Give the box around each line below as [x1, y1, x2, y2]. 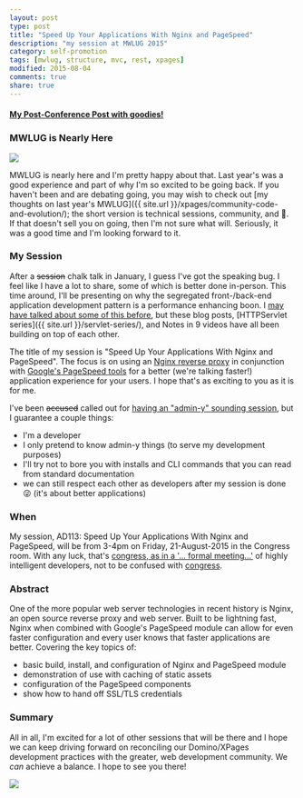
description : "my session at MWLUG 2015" [9, 38, 169, 48]
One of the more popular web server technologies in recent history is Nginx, [9, 603, 294, 614]
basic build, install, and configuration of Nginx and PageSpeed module [22, 660, 287, 671]
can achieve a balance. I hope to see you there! [9, 761, 187, 772]
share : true [9, 81, 54, 90]
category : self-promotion [9, 47, 107, 56]
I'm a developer [22, 429, 82, 441]
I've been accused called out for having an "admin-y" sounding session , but [9, 402, 294, 414]
